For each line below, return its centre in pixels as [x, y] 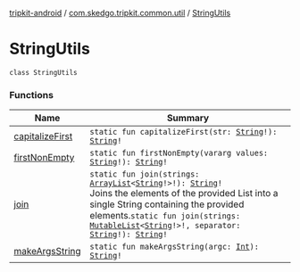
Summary [188, 118]
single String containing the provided [167, 204]
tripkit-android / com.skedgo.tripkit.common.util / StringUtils [120, 13]
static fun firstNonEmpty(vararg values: [179, 153]
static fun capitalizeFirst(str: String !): [183, 132]
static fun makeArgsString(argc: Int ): [174, 247]
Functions [31, 95]
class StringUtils [43, 72]
